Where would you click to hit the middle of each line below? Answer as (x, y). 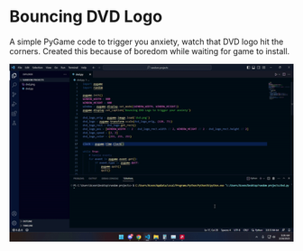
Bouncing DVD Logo (86, 17)
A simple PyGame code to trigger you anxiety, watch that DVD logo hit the (147, 42)
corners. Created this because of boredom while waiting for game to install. (150, 51)
